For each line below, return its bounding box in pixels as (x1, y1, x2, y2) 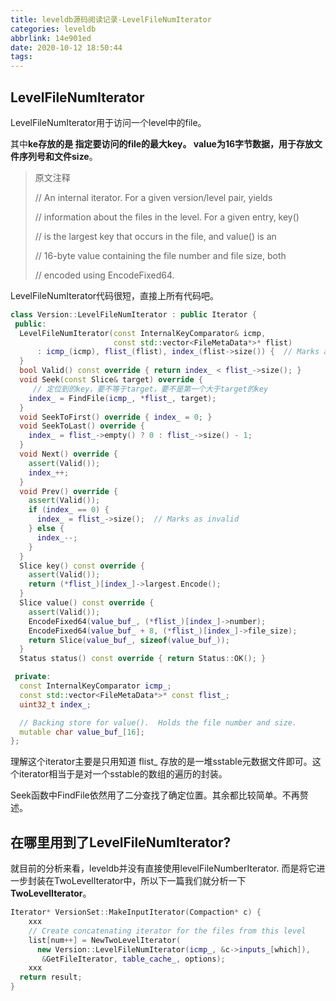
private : (14, 672, 52, 682)
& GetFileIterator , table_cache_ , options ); (41, 954, 226, 964)
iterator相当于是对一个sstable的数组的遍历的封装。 (18, 768, 228, 780)
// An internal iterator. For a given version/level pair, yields (34, 191, 273, 203)
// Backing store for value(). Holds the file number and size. (19, 717, 298, 728)
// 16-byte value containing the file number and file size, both (34, 249, 287, 261)
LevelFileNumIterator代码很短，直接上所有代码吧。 (10, 289, 220, 301)
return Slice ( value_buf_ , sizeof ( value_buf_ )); (28, 635, 230, 645)
